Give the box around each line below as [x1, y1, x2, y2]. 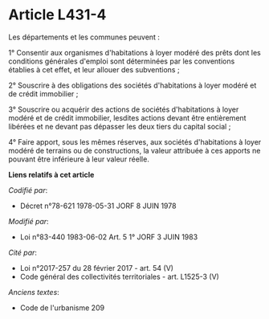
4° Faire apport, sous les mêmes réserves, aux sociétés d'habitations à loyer [8, 137, 262, 146]
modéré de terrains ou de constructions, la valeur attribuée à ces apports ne [8, 145, 261, 155]
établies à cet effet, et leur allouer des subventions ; [8, 64, 180, 74]
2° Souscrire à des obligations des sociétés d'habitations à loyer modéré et [8, 80, 257, 90]
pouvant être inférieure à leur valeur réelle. [8, 154, 150, 164]
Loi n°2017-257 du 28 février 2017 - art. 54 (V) [19, 263, 174, 272]
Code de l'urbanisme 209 [19, 303, 105, 313]
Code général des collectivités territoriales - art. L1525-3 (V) [19, 272, 219, 281]
